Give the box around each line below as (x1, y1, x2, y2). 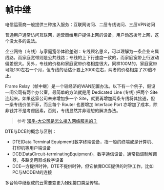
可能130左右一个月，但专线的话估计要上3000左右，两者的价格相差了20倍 (5, 66, 152, 72)
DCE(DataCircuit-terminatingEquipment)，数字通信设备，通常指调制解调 (12, 151, 157, 157)
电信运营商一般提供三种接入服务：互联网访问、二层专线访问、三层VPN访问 (5, 21, 155, 27)
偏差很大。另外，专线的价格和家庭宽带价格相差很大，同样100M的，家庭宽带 (5, 61, 158, 66)
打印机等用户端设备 (12, 145, 51, 150)
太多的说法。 (13, 38, 40, 44)
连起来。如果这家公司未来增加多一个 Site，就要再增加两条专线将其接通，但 (5, 95, 155, 101)
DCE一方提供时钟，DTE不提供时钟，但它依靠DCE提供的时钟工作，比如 (12, 163, 154, 169)
